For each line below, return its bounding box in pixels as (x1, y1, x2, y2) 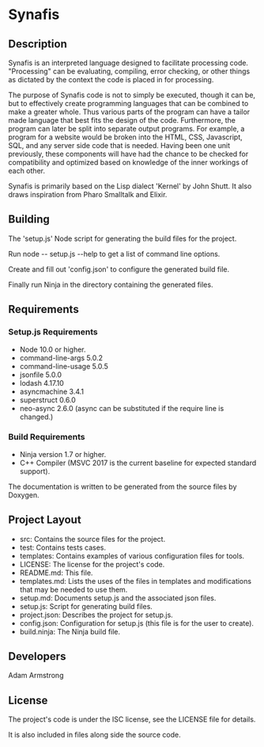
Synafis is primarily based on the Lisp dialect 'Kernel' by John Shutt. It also (8, 181, 252, 191)
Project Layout (8, 513, 81, 527)
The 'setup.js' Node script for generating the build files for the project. (8, 234, 237, 243)
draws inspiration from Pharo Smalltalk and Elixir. (8, 190, 168, 199)
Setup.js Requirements (8, 326, 98, 337)
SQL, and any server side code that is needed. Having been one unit (8, 141, 231, 150)
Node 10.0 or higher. (19, 345, 86, 354)
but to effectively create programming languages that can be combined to (8, 99, 249, 108)
